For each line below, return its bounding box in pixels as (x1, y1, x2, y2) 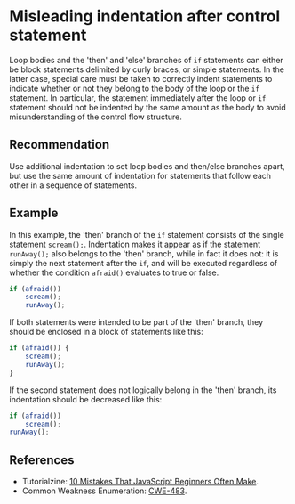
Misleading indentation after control (9, 6, 281, 27)
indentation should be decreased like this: (9, 394, 163, 404)
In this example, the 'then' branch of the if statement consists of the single (9, 229, 284, 240)
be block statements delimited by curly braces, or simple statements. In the (9, 64, 284, 75)
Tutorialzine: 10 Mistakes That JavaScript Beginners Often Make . (21, 476, 259, 487)
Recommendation (9, 137, 109, 152)
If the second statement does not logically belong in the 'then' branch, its (9, 385, 277, 395)
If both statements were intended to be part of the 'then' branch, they (9, 317, 264, 328)
